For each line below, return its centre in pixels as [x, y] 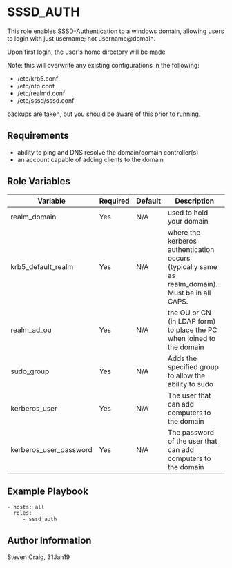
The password [191, 432]
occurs [179, 258]
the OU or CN [190, 313]
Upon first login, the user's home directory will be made [86, 52]
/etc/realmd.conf [41, 93]
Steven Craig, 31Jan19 [39, 557]
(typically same [192, 266]
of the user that [192, 441]
